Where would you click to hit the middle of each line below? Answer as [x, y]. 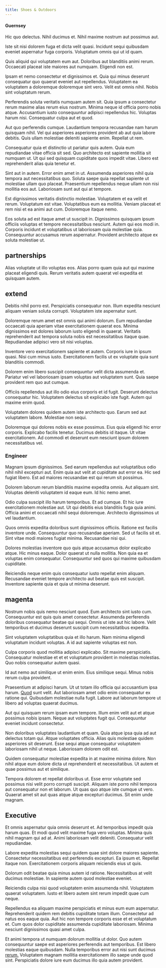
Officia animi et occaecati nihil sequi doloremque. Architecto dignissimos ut [82, 512]
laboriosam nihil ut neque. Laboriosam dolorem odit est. [62, 749]
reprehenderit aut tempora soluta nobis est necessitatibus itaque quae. [78, 337]
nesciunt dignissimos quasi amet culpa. [45, 930]
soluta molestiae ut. [25, 240]
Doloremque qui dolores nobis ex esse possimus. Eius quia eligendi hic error [83, 427]
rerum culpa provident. [28, 677]
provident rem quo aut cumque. [37, 382]
